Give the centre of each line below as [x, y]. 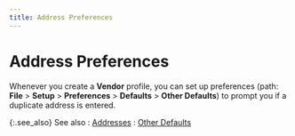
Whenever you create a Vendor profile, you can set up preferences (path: [144, 86]
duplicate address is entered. [63, 105]
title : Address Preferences [61, 17]
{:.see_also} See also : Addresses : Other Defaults [100, 122]
